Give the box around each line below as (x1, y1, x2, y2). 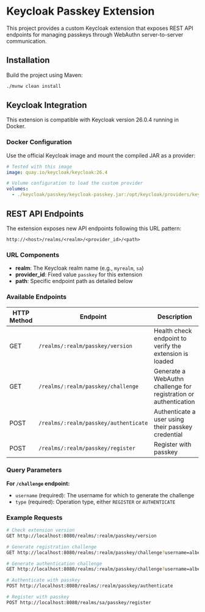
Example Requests (6, 513, 63, 522)
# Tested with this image (6, 164, 72, 170)
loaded (153, 357, 174, 365)
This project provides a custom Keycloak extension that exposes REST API (6, 24, 193, 32)
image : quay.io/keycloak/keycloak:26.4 (6, 169, 108, 175)
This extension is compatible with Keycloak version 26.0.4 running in (6, 116, 179, 123)
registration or (153, 389, 195, 398)
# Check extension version (6, 527, 75, 533)
